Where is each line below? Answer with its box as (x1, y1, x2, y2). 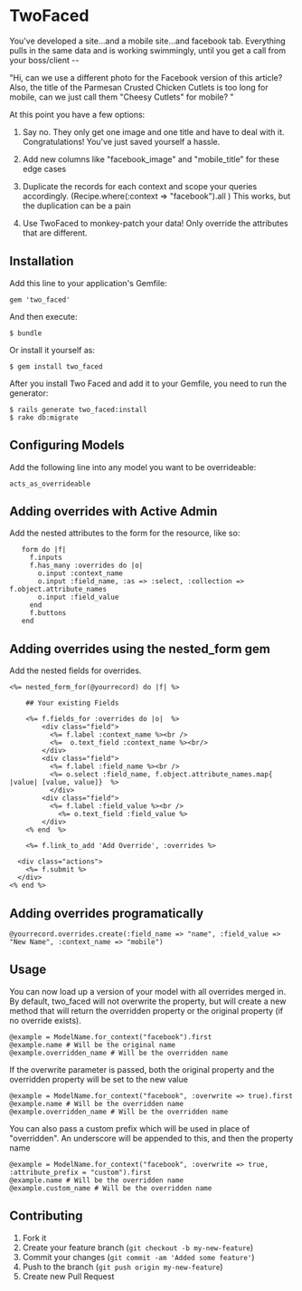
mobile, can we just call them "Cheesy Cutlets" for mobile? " (9, 92, 234, 102)
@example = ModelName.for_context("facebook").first (9, 1032, 212, 1042)
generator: (9, 387, 49, 399)
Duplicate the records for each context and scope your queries (22, 180, 258, 191)
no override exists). (9, 1015, 81, 1026)
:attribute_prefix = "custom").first (9, 1168, 152, 1177)
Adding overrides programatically (9, 905, 204, 920)
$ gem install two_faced (9, 361, 103, 371)
